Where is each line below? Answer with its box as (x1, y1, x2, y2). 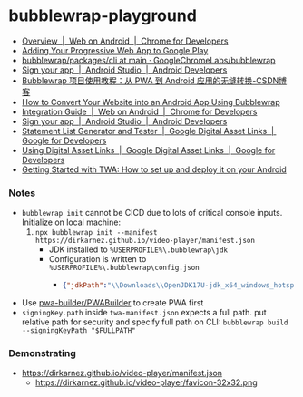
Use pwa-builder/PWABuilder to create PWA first (21, 297, 204, 308)
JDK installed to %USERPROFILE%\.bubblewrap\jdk (48, 244, 229, 255)
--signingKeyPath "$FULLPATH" (21, 326, 137, 335)
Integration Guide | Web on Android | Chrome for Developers (21, 106, 258, 117)
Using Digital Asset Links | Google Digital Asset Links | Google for (21, 144, 276, 155)
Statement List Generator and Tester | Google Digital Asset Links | (21, 125, 274, 136)
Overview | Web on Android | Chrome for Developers (21, 35, 229, 46)
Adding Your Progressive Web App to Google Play (21, 44, 209, 55)
